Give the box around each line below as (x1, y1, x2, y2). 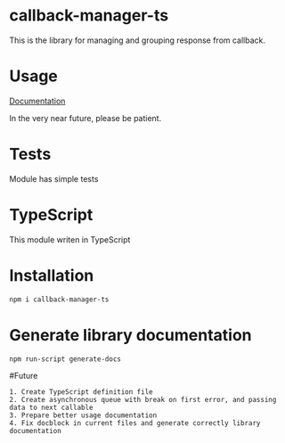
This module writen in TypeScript (9, 234, 131, 245)
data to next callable (9, 403, 94, 413)
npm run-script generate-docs (9, 354, 122, 364)
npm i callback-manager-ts (9, 295, 110, 304)
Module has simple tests (9, 173, 99, 184)
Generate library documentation (9, 324, 252, 345)
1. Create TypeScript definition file (9, 388, 153, 397)
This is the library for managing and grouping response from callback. (9, 35, 265, 45)
